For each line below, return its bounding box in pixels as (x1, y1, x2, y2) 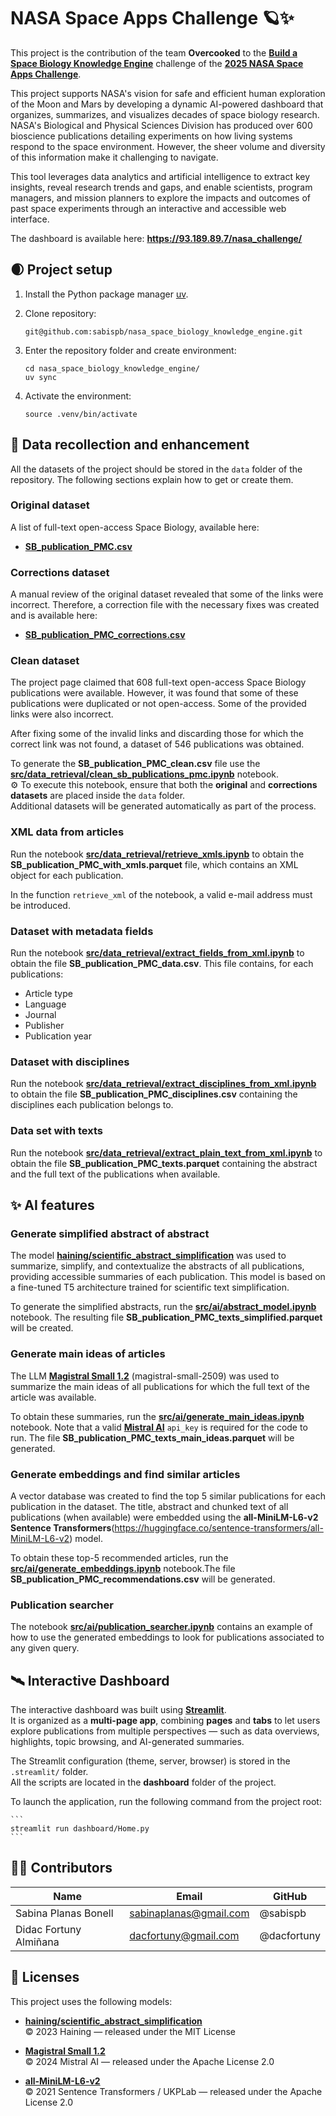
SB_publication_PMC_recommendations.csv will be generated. (10, 1573, 276, 1585)
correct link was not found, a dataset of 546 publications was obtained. (10, 738, 305, 750)
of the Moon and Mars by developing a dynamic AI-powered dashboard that (10, 98, 324, 110)
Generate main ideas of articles (10, 1347, 166, 1361)
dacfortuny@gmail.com (129, 1928, 240, 1942)
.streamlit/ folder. (10, 1766, 89, 1778)
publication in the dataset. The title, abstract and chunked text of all (10, 1500, 289, 1512)
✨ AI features (10, 1197, 95, 1214)
